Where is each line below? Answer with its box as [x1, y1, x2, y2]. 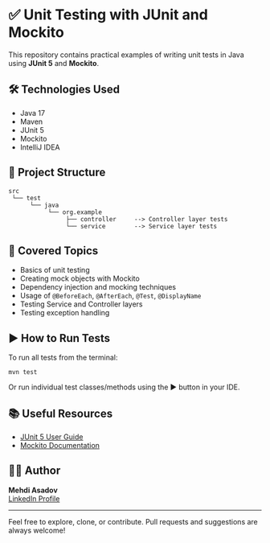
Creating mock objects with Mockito [19, 274, 141, 283]
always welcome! [8, 525, 66, 535]
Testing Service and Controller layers [19, 299, 143, 309]
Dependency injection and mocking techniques [19, 282, 177, 292]
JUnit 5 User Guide [19, 432, 84, 442]
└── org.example [47, 208, 103, 216]
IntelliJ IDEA [19, 142, 60, 152]
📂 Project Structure [8, 166, 106, 179]
